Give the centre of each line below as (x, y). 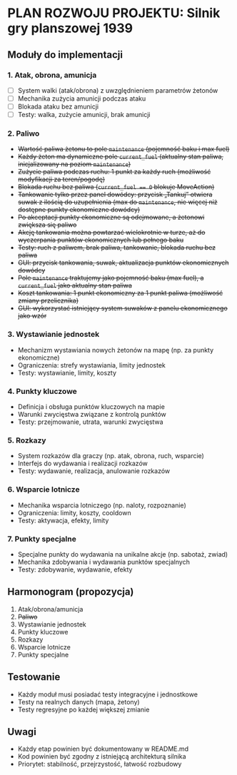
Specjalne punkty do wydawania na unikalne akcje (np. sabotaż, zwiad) (123, 554)
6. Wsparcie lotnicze (44, 490)
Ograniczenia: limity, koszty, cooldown (74, 512)
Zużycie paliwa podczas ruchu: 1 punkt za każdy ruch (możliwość (114, 172)
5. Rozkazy (27, 440)
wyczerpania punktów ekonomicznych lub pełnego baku (101, 240)
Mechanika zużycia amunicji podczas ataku (82, 98)
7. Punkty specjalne (42, 539)
